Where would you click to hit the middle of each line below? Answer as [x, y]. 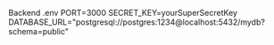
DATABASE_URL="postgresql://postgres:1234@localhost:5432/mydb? [137, 22]
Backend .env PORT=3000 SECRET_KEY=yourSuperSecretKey [123, 13]
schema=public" [38, 31]
